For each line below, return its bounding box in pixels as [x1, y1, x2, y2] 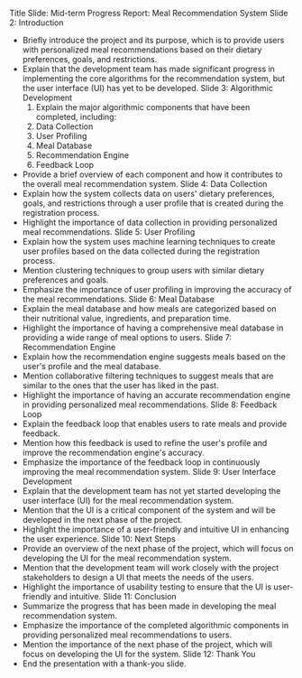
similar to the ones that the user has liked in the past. [22, 380, 219, 391]
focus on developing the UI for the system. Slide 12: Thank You [22, 649, 256, 659]
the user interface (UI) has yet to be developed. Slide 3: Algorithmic [22, 83, 273, 93]
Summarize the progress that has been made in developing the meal [22, 600, 277, 611]
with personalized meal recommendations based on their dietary [22, 44, 262, 55]
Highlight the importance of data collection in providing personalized [22, 217, 278, 228]
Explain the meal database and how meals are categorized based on [22, 303, 277, 314]
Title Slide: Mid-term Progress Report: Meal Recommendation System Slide [9, 8, 288, 18]
